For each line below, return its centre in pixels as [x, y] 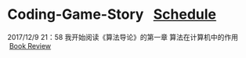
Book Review [30, 45]
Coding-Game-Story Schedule [112, 14]
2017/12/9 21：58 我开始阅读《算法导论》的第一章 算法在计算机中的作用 [123, 37]
